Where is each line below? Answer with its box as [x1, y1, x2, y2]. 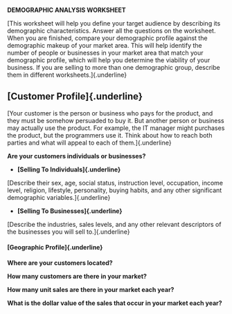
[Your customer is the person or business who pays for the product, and [7, 109, 213, 117]
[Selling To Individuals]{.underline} [17, 165, 121, 174]
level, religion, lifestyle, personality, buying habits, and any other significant [7, 186, 222, 194]
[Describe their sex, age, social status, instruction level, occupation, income [7, 178, 224, 187]
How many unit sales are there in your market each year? [7, 286, 175, 294]
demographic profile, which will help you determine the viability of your [7, 56, 211, 64]
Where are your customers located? [7, 259, 113, 267]
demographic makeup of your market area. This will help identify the [7, 41, 202, 49]
